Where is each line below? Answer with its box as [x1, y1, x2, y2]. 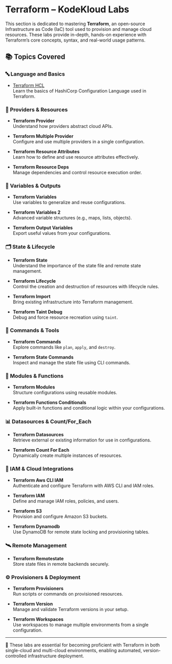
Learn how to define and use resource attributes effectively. [12, 154, 139, 160]
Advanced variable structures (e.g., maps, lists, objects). [12, 215, 132, 221]
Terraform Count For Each [12, 447, 70, 453]
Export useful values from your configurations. [12, 230, 111, 236]
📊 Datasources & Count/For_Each [5, 418, 92, 425]
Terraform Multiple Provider [12, 133, 74, 139]
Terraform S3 [12, 508, 42, 514]
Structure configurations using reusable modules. [12, 390, 118, 396]
